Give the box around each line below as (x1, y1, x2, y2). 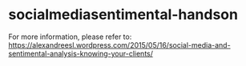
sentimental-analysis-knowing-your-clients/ (8, 49, 154, 58)
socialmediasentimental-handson (8, 6, 239, 24)
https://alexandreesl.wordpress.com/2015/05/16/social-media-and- (8, 40, 231, 49)
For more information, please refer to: (8, 32, 132, 41)
